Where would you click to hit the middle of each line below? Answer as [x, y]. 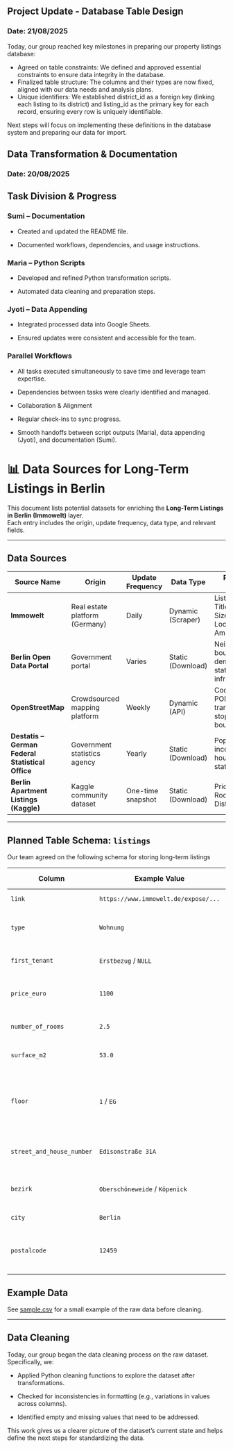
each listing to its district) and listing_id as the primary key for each [113, 104]
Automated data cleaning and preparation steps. [86, 291]
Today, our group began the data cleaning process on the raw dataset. [108, 1355]
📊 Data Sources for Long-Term [98, 469]
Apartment [29, 791]
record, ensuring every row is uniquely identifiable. [90, 111]
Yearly [136, 754]
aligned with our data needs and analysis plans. [85, 89]
